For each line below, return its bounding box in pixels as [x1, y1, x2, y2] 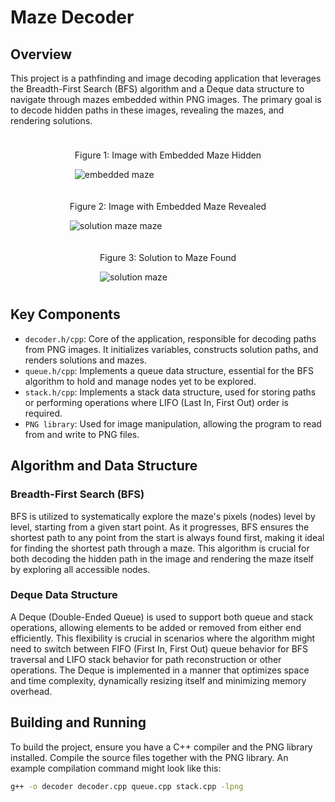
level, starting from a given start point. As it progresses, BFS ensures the [10, 521, 310, 533]
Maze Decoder [10, 6, 135, 29]
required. [24, 407, 63, 419]
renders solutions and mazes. [24, 354, 147, 366]
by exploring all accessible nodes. [10, 563, 151, 575]
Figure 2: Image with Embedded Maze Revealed [69, 201, 267, 212]
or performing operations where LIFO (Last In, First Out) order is [24, 396, 289, 408]
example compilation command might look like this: [10, 762, 222, 774]
